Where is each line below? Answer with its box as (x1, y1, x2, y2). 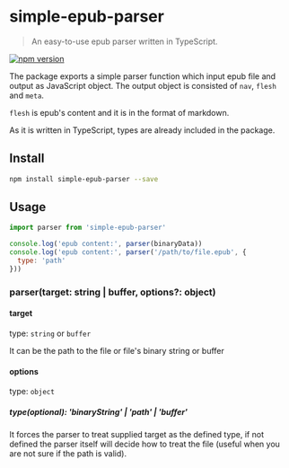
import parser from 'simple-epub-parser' (9, 223, 167, 233)
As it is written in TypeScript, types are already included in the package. (9, 124, 276, 136)
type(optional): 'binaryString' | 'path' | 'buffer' (9, 406, 188, 417)
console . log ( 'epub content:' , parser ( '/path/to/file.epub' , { (9, 248, 247, 257)
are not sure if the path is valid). (9, 448, 127, 459)
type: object (9, 386, 56, 397)
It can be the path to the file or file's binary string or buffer (9, 345, 224, 356)
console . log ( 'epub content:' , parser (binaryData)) (9, 240, 203, 249)
